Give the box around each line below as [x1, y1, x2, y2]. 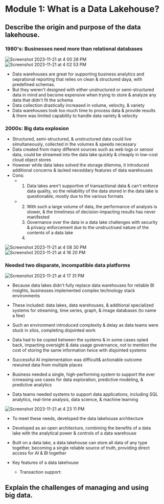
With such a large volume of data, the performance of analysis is [26, 204, 158, 210]
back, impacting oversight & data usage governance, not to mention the [12, 342, 157, 348]
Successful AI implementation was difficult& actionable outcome [12, 357, 142, 363]
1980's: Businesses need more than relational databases [5, 45, 143, 52]
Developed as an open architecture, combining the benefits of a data [12, 425, 151, 431]
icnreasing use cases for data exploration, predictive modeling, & [12, 377, 143, 383]
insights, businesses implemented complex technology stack [12, 288, 136, 293]
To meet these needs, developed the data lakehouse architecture [12, 415, 143, 422]
